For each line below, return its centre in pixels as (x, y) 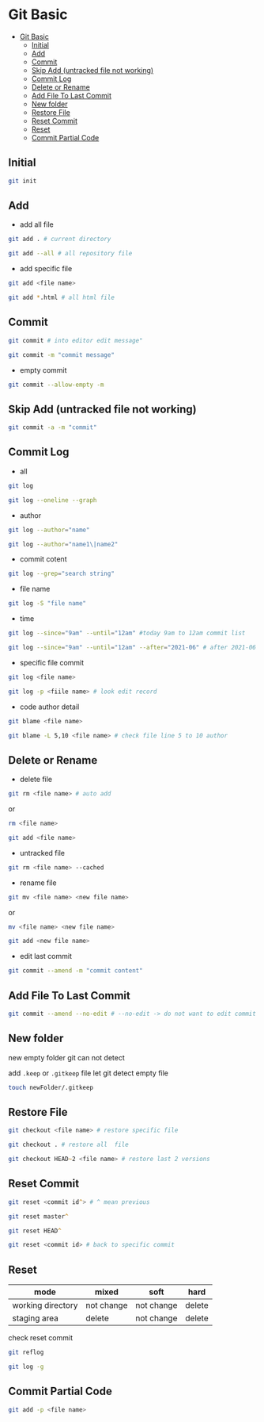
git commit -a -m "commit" (53, 427)
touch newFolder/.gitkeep (51, 1087)
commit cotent (43, 559)
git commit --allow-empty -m (56, 385)
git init (23, 181)
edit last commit (46, 956)
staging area (36, 1318)
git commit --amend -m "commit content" (76, 971)
